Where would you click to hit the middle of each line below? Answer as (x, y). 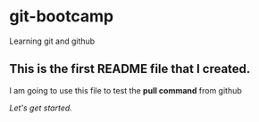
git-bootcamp (62, 16)
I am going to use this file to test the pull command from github (126, 90)
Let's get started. (41, 108)
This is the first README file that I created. (130, 69)
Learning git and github (52, 41)
